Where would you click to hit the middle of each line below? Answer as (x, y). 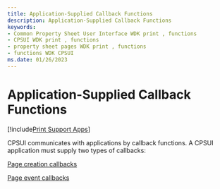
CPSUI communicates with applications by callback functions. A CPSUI (110, 142)
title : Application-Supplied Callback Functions (80, 14)
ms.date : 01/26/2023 (38, 60)
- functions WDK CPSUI (41, 54)
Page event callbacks (38, 178)
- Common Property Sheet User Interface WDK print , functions (102, 33)
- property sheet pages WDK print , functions (77, 47)
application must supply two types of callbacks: (77, 150)
